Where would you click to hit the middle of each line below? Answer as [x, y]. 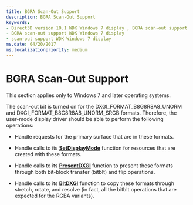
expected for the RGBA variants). [55, 196]
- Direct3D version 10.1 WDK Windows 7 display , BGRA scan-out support [97, 28]
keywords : [18, 22]
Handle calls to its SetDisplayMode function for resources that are [95, 148]
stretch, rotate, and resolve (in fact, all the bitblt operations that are [96, 189]
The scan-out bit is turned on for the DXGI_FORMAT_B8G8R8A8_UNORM [94, 106]
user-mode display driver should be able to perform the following [85, 119]
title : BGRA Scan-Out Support [43, 11]
